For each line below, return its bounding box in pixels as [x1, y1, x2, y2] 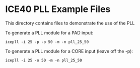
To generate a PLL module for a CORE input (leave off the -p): [5, 48, 133, 54]
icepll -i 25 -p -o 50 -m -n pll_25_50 [5, 39, 89, 44]
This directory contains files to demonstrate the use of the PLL [5, 20, 135, 26]
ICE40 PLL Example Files [5, 3, 111, 15]
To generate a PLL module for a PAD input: [5, 29, 94, 35]
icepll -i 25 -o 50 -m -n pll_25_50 [5, 57, 82, 63]
